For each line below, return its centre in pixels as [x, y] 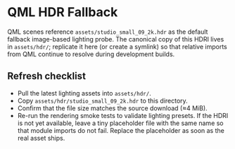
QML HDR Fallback [63, 12]
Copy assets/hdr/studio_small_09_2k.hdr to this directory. [102, 101]
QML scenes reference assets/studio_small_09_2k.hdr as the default [108, 32]
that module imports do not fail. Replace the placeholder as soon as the [121, 130]
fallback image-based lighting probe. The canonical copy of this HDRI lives [116, 39]
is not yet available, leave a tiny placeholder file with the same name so [120, 123]
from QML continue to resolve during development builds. [91, 54]
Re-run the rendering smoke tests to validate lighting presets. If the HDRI [123, 115]
